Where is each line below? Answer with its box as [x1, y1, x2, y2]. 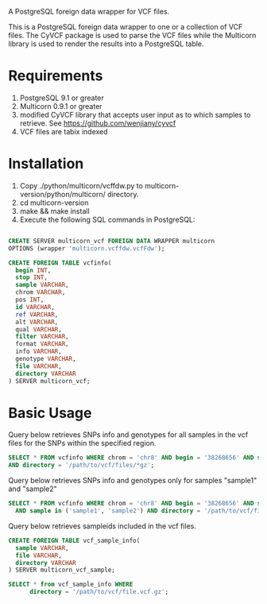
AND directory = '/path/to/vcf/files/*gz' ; [8, 461, 155, 470]
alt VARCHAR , [15, 318, 59, 326]
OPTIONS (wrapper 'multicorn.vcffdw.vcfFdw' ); [8, 244, 165, 253]
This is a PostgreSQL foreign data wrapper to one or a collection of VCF [8, 22, 243, 31]
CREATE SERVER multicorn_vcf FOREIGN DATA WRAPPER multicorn [8, 237, 215, 245]
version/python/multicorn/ [19, 189, 106, 199]
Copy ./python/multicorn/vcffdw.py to [19, 180, 143, 190]
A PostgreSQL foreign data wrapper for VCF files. [8, 7, 170, 16]
